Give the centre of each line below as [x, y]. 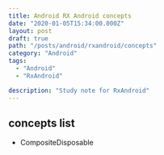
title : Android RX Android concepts [70, 16]
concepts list [42, 123]
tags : [17, 61]
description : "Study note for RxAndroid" [79, 90]
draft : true [28, 38]
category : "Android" [43, 53]
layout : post [30, 31]
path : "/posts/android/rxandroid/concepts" [83, 46]
